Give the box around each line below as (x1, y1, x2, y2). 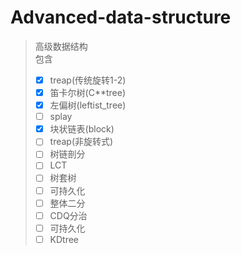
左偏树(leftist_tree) (49, 99, 127, 111)
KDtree (49, 233, 80, 245)
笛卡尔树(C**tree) (49, 87, 127, 98)
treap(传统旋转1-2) (49, 74, 127, 86)
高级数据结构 (34, 40, 88, 52)
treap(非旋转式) (49, 136, 114, 148)
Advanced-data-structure (10, 6, 232, 29)
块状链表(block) (49, 123, 115, 135)
